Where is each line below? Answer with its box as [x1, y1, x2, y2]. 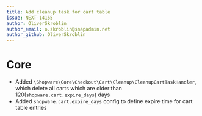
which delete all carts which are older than [15, 85, 122, 92]
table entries [15, 104, 47, 112]
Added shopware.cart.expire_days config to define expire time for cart [15, 98, 193, 105]
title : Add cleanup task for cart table [6, 9, 111, 15]
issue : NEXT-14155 [6, 15, 53, 21]
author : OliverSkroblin [6, 20, 67, 26]
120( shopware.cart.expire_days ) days [15, 91, 110, 98]
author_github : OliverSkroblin [6, 32, 86, 38]
